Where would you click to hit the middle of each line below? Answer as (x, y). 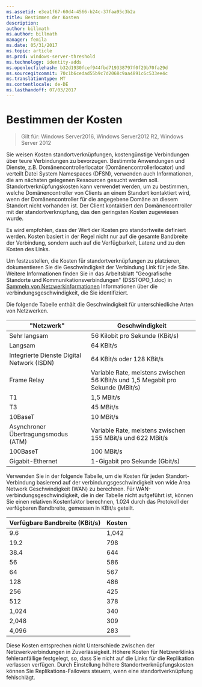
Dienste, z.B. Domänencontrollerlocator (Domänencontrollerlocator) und (96, 167)
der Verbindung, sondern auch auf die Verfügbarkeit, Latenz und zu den (96, 243)
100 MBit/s (107, 451)
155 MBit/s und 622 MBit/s (130, 438)
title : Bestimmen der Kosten (43, 17)
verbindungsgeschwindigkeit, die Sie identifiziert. (67, 293)
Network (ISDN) (32, 362)
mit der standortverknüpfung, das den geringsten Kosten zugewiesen (93, 212)
